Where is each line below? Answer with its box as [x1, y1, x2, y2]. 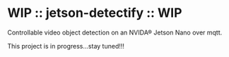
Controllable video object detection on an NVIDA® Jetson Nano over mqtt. [7, 28, 223, 37]
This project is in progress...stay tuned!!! [7, 42, 125, 50]
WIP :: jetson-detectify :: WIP [7, 5, 182, 21]
